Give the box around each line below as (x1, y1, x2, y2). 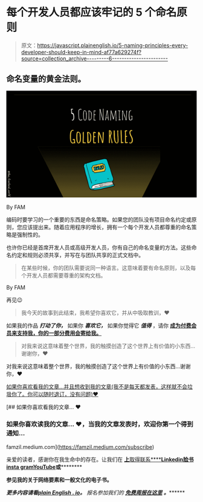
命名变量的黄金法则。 (6, 74, 86, 84)
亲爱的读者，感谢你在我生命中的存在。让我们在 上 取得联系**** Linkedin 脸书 (6, 456, 194, 463)
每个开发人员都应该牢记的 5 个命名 (6, 5, 177, 19)
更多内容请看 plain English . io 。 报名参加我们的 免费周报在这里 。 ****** (6, 489, 185, 496)
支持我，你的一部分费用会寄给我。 (16, 329, 101, 337)
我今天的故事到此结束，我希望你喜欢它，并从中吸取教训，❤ (21, 309, 170, 317)
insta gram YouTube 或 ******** (6, 463, 83, 471)
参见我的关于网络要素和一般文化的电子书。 (6, 476, 112, 483)
